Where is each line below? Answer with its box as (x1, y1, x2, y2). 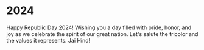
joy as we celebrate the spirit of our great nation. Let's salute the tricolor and (6, 30, 199, 37)
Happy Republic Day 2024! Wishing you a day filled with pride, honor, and (6, 24, 192, 31)
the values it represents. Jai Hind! (6, 37, 91, 44)
